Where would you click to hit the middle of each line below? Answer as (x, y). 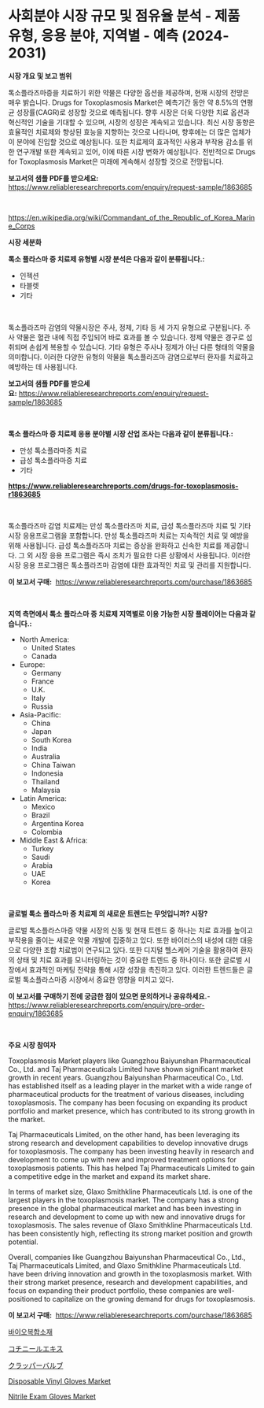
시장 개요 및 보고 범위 (40, 76)
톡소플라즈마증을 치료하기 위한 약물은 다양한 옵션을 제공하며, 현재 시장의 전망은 (129, 92)
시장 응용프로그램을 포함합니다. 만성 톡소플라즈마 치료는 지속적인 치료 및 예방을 (129, 535)
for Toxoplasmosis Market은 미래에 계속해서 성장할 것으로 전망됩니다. (116, 161)
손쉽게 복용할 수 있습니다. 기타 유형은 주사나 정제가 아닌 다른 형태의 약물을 (142, 346)
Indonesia (47, 773)
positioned (26, 1299)
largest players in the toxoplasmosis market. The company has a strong (124, 1200)
